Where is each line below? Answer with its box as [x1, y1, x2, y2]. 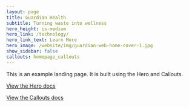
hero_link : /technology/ [6, 31, 69, 37]
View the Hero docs [6, 82, 56, 89]
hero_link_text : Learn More [6, 37, 78, 43]
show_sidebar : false [6, 48, 59, 54]
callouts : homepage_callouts [6, 54, 80, 60]
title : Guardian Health [6, 15, 67, 21]
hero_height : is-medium [6, 25, 67, 32]
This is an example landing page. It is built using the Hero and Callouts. [6, 70, 184, 77]
